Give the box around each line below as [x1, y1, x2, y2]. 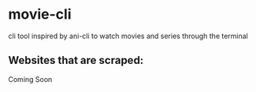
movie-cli [8, 5, 72, 23]
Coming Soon [8, 74, 53, 83]
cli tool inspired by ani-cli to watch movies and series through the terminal [8, 31, 248, 41]
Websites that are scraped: [8, 54, 144, 67]
